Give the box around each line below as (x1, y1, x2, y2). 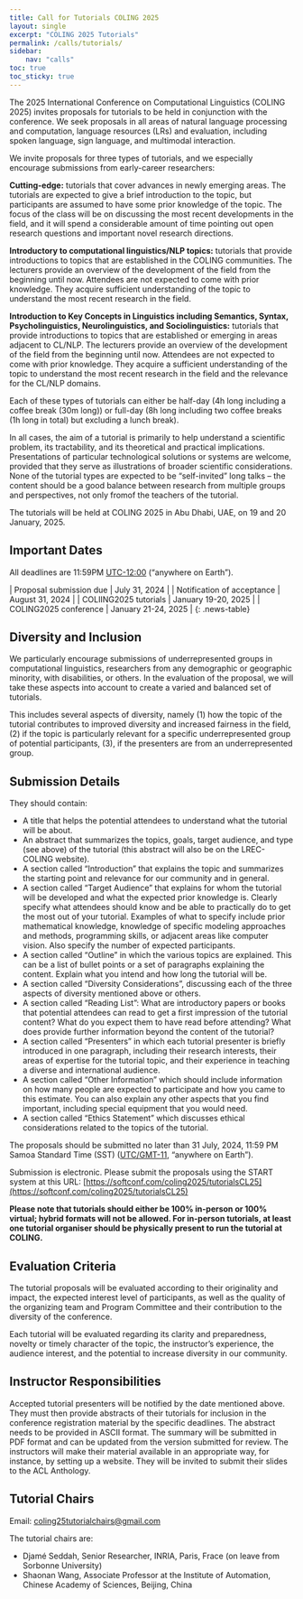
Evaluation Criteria (9, 1259, 116, 1274)
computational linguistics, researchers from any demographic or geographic (9, 663, 293, 674)
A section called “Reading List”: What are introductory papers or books (22, 998, 286, 1009)
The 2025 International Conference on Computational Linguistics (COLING (9, 97, 286, 107)
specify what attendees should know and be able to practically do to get (22, 902, 291, 913)
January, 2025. (9, 516, 66, 527)
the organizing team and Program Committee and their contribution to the (9, 1302, 282, 1312)
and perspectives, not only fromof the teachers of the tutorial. (9, 489, 239, 500)
